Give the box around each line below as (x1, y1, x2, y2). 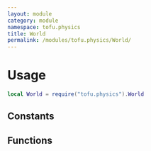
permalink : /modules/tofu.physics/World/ (7, 37, 132, 44)
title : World (7, 30, 46, 38)
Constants (7, 111, 55, 123)
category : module (7, 17, 59, 24)
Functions (7, 134, 53, 146)
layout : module (7, 10, 52, 18)
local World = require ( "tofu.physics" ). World (7, 91, 144, 98)
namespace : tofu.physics (7, 23, 81, 30)
